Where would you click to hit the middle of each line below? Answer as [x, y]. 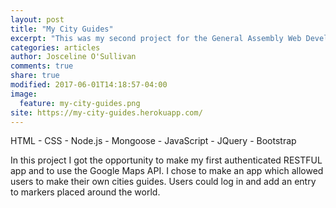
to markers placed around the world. [85, 192]
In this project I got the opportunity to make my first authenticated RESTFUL [166, 160]
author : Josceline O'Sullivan [73, 57]
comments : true [42, 66]
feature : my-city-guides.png [80, 103]
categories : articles [55, 47]
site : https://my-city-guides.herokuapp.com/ [106, 112]
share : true [35, 76]
